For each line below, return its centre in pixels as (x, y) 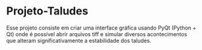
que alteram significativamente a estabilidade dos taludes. (79, 40)
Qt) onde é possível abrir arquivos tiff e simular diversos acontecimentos (97, 34)
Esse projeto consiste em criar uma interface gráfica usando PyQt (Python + (101, 28)
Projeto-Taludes (47, 11)
